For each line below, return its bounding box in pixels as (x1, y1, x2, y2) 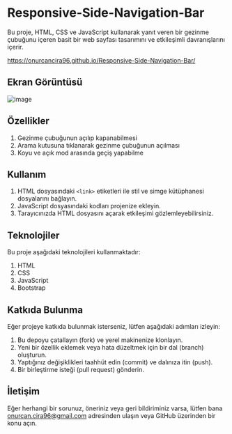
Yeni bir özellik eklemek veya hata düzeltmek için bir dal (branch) (17, 343, 204, 351)
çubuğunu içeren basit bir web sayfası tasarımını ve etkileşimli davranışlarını (7, 35, 225, 43)
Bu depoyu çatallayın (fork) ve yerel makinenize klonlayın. (17, 336, 183, 344)
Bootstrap (17, 284, 46, 292)
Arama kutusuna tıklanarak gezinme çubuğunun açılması (17, 141, 180, 149)
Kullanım (7, 169, 47, 180)
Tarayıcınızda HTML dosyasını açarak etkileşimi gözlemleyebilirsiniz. (17, 209, 214, 217)
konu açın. (7, 419, 37, 427)
